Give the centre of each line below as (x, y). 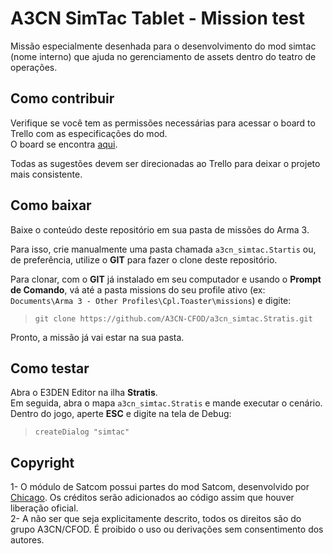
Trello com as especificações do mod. (89, 133)
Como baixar (51, 205)
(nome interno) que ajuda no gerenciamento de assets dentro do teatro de (163, 56)
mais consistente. (46, 174)
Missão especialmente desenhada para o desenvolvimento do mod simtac (163, 46)
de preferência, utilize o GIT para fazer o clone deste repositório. (144, 259)
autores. (27, 540)
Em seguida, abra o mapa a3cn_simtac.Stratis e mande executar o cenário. (166, 403)
